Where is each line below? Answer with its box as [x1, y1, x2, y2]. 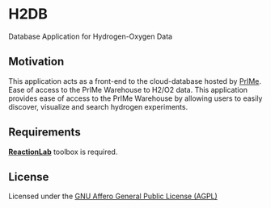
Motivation [8, 55, 65, 69]
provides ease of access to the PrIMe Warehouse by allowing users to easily [8, 94, 263, 103]
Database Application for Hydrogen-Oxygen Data [8, 31, 172, 41]
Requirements [8, 126, 81, 139]
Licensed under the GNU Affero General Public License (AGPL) [8, 191, 218, 202]
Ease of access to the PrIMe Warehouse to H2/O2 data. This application [8, 85, 248, 94]
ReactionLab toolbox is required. [8, 147, 118, 156]
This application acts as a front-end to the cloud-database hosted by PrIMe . [8, 76, 261, 85]
